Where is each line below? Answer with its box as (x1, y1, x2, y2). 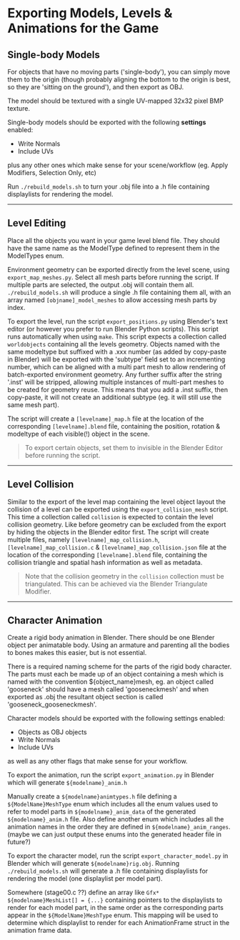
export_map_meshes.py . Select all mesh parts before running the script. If (7, 273, 219, 281)
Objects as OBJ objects (17, 728, 87, 736)
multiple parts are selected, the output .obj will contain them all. (7, 280, 194, 289)
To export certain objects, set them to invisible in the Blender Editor (24, 443, 224, 451)
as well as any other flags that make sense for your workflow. (7, 757, 188, 766)
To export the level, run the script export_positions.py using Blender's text (7, 316, 229, 326)
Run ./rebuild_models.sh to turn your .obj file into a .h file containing (7, 182, 210, 191)
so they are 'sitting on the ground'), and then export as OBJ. (7, 83, 184, 91)
